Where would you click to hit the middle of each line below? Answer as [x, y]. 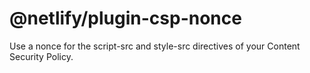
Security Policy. [41, 56]
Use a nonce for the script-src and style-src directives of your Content [155, 46]
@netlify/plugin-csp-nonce [125, 18]
